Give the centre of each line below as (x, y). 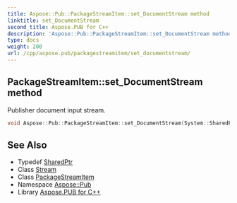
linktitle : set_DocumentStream (53, 21)
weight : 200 (25, 47)
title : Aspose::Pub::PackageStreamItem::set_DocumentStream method (109, 14)
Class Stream (37, 170)
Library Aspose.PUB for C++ (59, 192)
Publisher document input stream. (56, 110)
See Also (27, 145)
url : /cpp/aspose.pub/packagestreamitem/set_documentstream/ (99, 54)
